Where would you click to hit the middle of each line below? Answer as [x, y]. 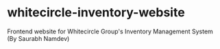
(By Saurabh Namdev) [38, 38]
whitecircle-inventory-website [96, 13]
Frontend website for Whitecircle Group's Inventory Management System [110, 31]
